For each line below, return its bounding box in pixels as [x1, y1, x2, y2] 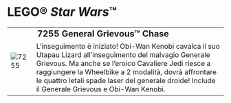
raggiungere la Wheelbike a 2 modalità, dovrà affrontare [36, 67, 217, 77]
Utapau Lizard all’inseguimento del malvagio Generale [36, 50, 211, 60]
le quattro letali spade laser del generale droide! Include [36, 76, 216, 86]
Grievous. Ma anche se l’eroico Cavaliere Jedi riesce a [36, 59, 211, 69]
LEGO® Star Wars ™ [7, 4, 117, 20]
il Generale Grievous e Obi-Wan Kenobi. [36, 84, 166, 94]
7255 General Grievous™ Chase [36, 28, 170, 40]
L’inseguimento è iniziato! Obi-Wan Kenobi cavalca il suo [36, 42, 220, 51]
